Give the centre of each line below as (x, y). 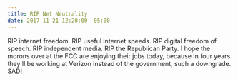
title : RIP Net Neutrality (48, 14)
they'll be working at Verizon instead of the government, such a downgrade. (119, 63)
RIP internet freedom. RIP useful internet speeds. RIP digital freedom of (112, 40)
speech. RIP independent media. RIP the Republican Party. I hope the (109, 48)
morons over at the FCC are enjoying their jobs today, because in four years (119, 56)
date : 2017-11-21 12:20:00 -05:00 (59, 21)
